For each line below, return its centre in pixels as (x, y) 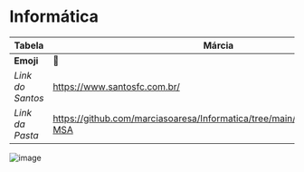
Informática (54, 17)
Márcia (218, 45)
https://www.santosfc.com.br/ (117, 86)
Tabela (29, 45)
